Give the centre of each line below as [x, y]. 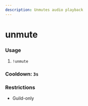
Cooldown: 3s [22, 74]
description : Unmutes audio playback [44, 10]
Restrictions [20, 87]
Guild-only [23, 98]
